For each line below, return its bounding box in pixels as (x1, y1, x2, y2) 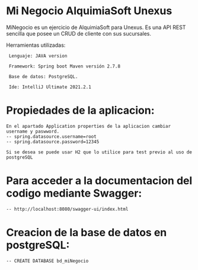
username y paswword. (6, 128, 60, 134)
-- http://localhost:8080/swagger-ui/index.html (6, 206, 129, 212)
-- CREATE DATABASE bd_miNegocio (6, 258, 89, 264)
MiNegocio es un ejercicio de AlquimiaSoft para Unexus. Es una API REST (6, 24, 186, 31)
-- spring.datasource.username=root (6, 133, 97, 140)
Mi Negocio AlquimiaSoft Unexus (6, 4, 173, 18)
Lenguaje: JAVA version (8, 53, 68, 59)
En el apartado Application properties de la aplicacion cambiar (6, 123, 171, 129)
